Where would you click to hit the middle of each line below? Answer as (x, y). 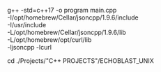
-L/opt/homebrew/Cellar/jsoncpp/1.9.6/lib (67, 32)
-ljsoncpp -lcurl (30, 47)
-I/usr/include (27, 25)
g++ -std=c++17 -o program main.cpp (62, 10)
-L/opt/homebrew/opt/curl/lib (49, 40)
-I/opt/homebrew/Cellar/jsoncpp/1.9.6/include (73, 17)
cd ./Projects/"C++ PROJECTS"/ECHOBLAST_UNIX (81, 61)
